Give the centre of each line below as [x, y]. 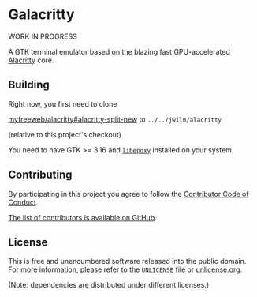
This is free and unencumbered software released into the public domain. [127, 261]
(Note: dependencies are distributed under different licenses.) [109, 285]
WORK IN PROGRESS [43, 36]
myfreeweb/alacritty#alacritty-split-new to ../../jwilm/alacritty [115, 119]
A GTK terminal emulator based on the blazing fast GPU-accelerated [119, 51]
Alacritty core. [31, 60]
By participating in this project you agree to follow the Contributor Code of [129, 194]
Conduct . [23, 202]
